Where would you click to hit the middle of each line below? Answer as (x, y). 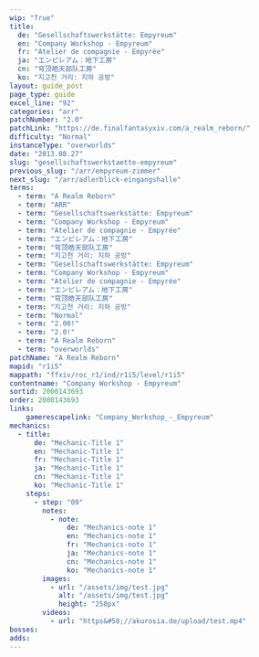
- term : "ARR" (44, 205)
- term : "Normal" (51, 315)
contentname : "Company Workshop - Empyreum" (95, 383)
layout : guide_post (47, 86)
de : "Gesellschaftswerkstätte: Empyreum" (98, 35)
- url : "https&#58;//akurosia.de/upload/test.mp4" (148, 621)
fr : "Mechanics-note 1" (112, 545)
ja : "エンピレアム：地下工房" (67, 60)
